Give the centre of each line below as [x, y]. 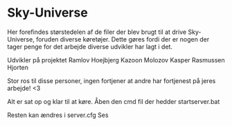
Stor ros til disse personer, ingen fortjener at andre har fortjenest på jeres [111, 80]
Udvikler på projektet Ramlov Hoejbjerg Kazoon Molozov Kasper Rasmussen [116, 60]
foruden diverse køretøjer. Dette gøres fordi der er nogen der [123, 39]
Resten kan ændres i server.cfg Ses [58, 115]
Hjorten [18, 67]
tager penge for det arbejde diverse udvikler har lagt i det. [90, 46]
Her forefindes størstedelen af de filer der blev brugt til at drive [97, 32]
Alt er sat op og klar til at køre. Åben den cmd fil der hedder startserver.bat [114, 101]
